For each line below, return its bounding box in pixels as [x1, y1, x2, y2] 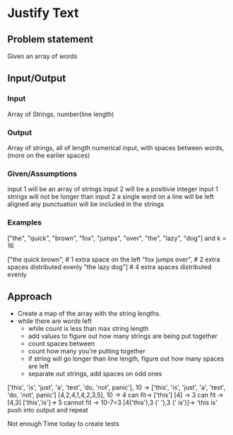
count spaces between [28, 339, 95, 348]
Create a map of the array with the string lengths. [17, 310, 161, 318]
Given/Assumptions [7, 169, 78, 179]
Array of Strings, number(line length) [7, 110, 114, 118]
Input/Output [7, 72, 66, 84]
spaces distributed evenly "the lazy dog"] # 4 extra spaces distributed [7, 262, 212, 271]
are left [28, 362, 49, 371]
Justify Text [7, 5, 79, 21]
